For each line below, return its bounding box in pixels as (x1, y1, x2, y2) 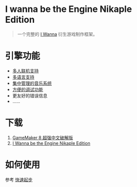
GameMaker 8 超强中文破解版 (12, 134, 73, 140)
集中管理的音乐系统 (12, 80, 52, 86)
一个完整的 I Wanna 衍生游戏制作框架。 (17, 31, 98, 37)
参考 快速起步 (5, 177, 33, 183)
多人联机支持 (12, 68, 39, 74)
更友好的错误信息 (12, 93, 48, 98)
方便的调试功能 (12, 86, 43, 93)
